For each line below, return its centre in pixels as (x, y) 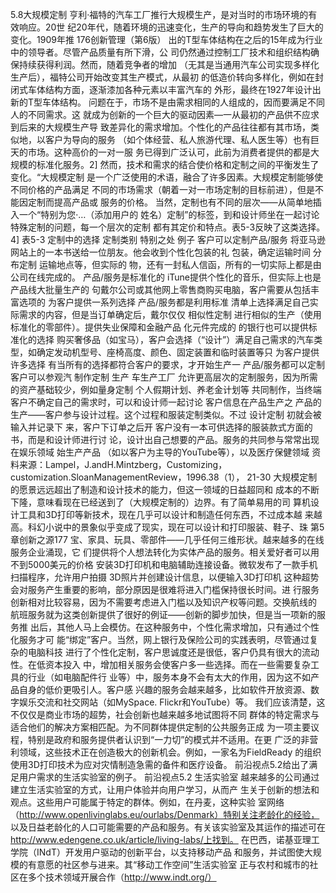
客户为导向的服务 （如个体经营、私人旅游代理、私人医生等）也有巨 (182, 139)
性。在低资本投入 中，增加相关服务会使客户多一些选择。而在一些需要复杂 (160, 664)
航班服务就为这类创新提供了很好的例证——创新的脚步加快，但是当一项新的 (163, 614)
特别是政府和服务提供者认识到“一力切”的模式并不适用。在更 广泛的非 (168, 739)
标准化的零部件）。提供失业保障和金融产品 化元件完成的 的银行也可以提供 (159, 327)
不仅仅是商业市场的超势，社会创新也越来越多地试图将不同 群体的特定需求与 (165, 714)
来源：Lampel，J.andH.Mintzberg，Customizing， (123, 464)
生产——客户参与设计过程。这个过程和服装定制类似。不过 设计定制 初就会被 (166, 414)
